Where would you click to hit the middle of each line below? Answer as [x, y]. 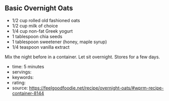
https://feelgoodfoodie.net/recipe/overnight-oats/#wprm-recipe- [96, 88]
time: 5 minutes [28, 66]
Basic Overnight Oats [39, 8]
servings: [22, 72]
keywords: [23, 77]
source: [20, 88]
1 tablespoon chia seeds [37, 36]
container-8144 [28, 93]
